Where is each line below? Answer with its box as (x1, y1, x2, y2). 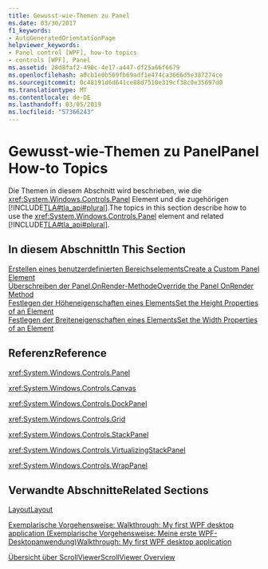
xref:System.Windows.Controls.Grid (8, 414, 126, 424)
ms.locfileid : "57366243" (8, 109, 94, 117)
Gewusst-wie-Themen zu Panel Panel (8, 143, 259, 160)
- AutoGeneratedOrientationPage (8, 34, 116, 42)
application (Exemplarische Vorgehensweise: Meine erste (8, 528, 197, 539)
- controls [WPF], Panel (8, 57, 91, 65)
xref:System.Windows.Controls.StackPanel (8, 429, 149, 439)
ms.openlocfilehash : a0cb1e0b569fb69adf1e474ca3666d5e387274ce (8, 71, 223, 79)
